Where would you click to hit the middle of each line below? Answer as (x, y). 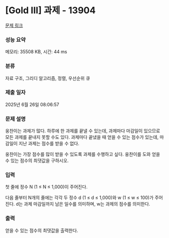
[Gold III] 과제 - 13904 (51, 10)
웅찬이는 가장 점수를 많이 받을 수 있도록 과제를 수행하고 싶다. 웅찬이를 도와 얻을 (83, 154)
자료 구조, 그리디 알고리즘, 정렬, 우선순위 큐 (48, 78)
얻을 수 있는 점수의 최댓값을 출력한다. (42, 230)
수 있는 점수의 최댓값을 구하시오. (37, 161)
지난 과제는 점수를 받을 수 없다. (49, 144)
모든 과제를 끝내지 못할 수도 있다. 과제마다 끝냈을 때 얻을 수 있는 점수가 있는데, (82, 137)
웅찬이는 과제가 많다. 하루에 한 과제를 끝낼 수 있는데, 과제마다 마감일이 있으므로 (83, 131)
